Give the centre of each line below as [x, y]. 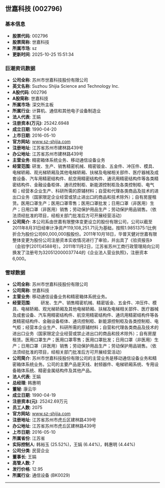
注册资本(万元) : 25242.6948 [41, 123]
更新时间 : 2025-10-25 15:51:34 [43, 54]
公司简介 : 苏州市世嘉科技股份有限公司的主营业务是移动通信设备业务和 [82, 358]
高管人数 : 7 [23, 463]
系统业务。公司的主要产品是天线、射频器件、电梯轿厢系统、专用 [90, 364]
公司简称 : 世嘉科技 [31, 290]
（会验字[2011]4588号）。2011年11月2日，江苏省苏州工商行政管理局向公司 [86, 246]
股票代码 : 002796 [30, 35]
